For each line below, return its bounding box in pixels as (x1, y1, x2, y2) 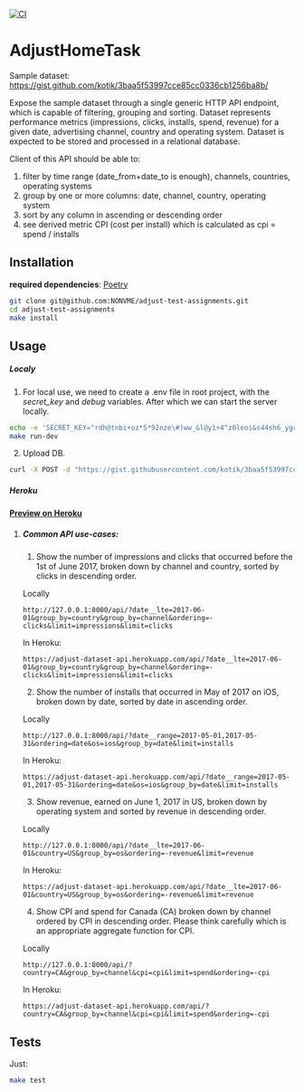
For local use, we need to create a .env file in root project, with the (22, 386, 270, 398)
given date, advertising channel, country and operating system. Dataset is (9, 126, 285, 137)
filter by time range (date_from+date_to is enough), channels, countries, (22, 170, 291, 181)
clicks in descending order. (35, 570, 138, 581)
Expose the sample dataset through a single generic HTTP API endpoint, (9, 97, 280, 108)
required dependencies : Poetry (9, 279, 128, 290)
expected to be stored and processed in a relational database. (9, 136, 241, 147)
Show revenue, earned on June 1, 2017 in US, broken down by (35, 797, 268, 808)
